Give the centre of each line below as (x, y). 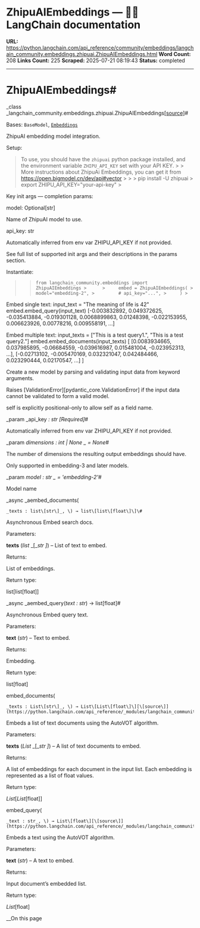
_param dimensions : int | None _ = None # (57, 442)
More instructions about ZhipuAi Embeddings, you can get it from (101, 172)
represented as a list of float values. (50, 775)
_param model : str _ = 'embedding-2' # (54, 477)
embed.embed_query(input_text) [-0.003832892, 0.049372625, (85, 310)
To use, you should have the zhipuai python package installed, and (103, 159)
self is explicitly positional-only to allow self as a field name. (80, 408)
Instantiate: (20, 272)
